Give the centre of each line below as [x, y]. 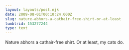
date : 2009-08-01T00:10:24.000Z [39, 14]
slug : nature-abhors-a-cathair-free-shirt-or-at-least [63, 19]
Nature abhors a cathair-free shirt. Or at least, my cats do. [65, 42]
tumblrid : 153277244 [27, 24]
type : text [16, 28]
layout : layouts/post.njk [32, 10]
